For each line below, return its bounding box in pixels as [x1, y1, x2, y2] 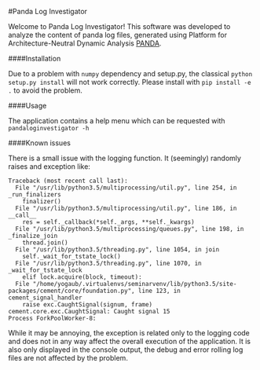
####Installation [8, 54, 61, 63]
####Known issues [8, 138, 71, 148]
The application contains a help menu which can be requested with [8, 116, 225, 125]
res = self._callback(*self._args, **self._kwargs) [22, 218, 195, 226]
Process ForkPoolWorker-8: [8, 314, 97, 322]
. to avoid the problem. [8, 86, 82, 95]
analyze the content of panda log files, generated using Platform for [8, 31, 228, 39]
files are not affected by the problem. [8, 354, 128, 362]
